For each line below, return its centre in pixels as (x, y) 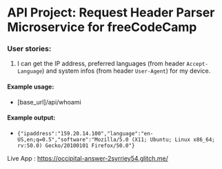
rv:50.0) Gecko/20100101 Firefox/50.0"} (76, 146)
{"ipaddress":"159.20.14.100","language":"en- (85, 133)
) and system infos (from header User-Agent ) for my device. (127, 71)
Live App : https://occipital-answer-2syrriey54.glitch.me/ (88, 158)
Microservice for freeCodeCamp (102, 27)
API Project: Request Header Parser (111, 13)
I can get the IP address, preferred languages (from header (101, 64)
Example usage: (31, 87)
